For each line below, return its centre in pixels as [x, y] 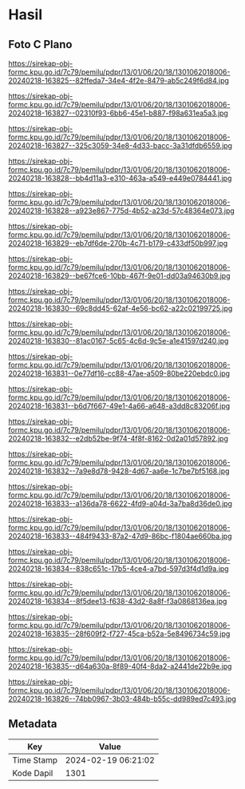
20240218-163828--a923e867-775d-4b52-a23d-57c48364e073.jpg [122, 211]
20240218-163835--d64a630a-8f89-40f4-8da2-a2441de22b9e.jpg [120, 666]
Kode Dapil [33, 773]
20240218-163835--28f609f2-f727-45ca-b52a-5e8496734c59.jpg [119, 634]
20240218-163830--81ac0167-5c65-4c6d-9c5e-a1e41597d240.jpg [119, 341]
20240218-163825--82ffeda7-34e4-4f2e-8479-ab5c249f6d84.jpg [119, 81]
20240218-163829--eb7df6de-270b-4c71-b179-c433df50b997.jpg [118, 243]
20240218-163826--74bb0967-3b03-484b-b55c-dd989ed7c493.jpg [122, 699]
